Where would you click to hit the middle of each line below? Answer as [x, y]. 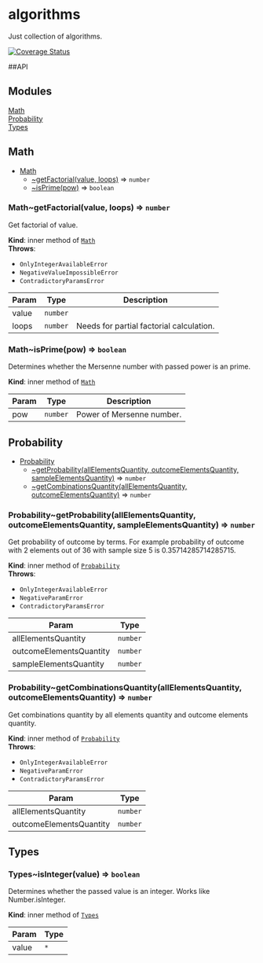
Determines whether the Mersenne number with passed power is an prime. [130, 366]
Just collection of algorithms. [55, 36]
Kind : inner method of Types [54, 915]
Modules [30, 92]
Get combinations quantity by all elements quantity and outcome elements [128, 715]
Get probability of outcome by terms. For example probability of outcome [126, 542]
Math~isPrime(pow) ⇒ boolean [68, 349]
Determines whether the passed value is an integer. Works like [109, 891]
